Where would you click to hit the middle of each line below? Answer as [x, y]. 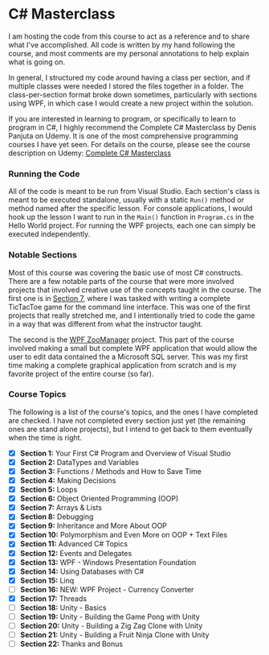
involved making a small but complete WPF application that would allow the [133, 348]
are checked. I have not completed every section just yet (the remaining [127, 420]
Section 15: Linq [47, 580]
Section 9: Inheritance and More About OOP [93, 526]
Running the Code [44, 174]
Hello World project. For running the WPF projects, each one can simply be [132, 225]
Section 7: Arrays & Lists [61, 508]
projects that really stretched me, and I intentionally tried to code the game [132, 315]
